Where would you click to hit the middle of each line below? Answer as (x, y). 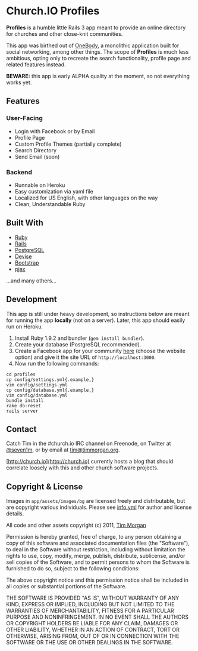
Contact (21, 429)
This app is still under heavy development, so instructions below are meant (98, 314)
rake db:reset (24, 406)
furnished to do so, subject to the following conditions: (73, 569)
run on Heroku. (25, 326)
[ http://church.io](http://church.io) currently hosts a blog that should (90, 462)
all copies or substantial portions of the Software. (66, 586)
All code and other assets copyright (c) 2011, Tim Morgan (76, 525)
